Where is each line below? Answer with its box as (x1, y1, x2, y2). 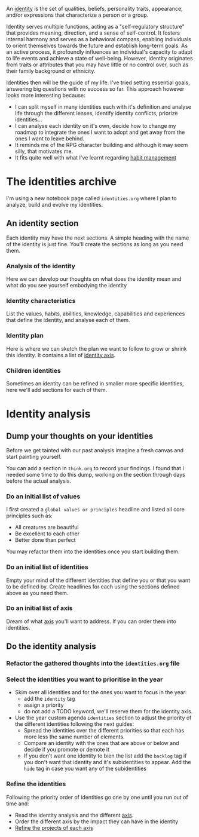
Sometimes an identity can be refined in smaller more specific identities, (6, 379, 184, 387)
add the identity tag (23, 695, 75, 703)
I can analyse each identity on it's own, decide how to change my (14, 122, 176, 129)
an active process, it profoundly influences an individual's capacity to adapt (6, 48, 192, 56)
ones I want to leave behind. (14, 135, 85, 142)
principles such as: (6, 512, 53, 519)
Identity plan (6, 332, 44, 340)
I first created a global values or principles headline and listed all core (6, 506, 185, 513)
